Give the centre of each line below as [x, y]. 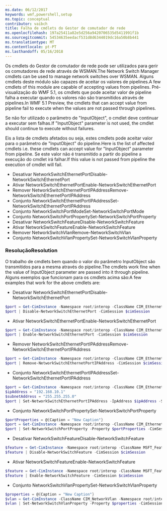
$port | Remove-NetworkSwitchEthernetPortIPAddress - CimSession [73, 363]
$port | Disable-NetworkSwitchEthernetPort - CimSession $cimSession [78, 311]
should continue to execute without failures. [50, 128]
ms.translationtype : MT [30, 42]
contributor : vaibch [27, 24]
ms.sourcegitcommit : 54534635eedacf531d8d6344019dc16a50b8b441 [72, 38]
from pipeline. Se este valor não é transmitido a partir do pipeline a [73, 154]
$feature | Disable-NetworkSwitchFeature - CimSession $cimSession [75, 452]
